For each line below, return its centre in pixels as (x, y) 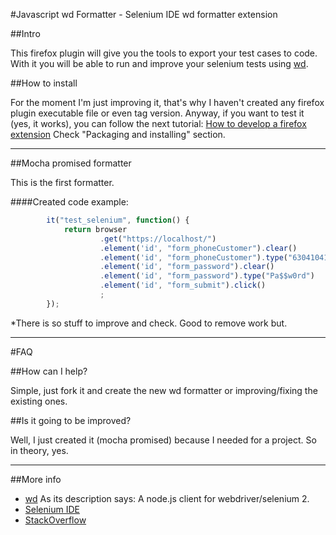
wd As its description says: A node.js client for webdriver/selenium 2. (167, 498)
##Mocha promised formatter (71, 163)
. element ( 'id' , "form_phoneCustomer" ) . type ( (193, 257)
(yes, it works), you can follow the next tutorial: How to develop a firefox (158, 123)
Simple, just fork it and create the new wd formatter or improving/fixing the (164, 390)
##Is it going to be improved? (71, 420)
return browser (95, 229)
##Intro (25, 33)
